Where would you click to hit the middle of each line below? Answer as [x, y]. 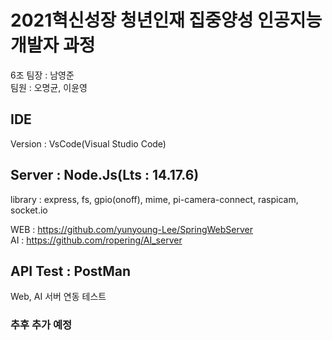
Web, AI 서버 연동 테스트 [58, 297]
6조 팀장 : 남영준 [42, 75]
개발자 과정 [53, 45]
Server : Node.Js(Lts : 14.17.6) [105, 175]
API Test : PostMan [71, 271]
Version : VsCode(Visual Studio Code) [88, 143]
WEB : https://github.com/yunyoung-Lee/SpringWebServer [131, 229]
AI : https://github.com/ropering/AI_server [96, 240]
